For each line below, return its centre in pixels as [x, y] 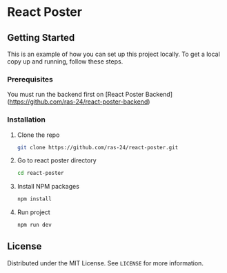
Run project [33, 212]
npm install [34, 199]
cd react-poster [40, 173]
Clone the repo [38, 135]
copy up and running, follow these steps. [65, 62]
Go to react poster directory [57, 160]
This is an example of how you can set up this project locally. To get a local [114, 54]
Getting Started [41, 38]
